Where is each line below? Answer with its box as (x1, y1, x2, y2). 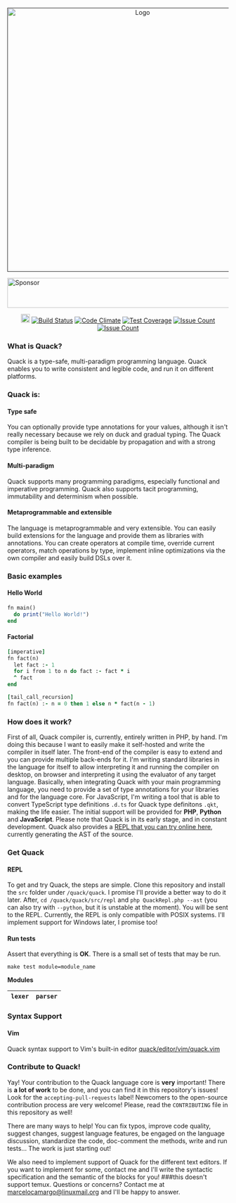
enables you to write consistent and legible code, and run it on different (7, 365, 214, 373)
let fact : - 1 (13, 661, 55, 669)
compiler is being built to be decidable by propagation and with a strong (7, 438, 216, 446)
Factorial (7, 633, 34, 641)
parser (35, 993, 58, 1000)
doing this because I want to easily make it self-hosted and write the (7, 741, 205, 749)
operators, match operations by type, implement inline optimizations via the (7, 546, 226, 555)
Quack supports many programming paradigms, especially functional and (7, 477, 220, 486)
